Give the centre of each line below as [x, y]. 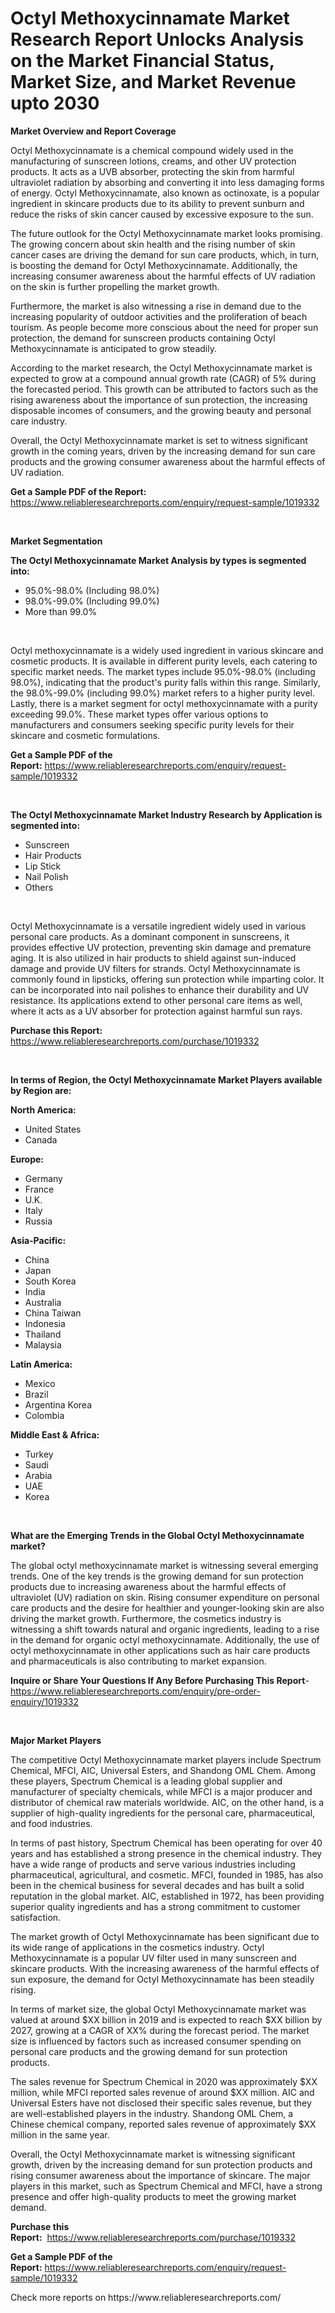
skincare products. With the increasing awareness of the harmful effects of [165, 1968]
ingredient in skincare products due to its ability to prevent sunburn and [157, 203]
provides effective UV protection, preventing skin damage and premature [161, 947]
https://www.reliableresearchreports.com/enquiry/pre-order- [135, 1691]
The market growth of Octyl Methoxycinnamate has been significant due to [165, 1936]
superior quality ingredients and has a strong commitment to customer [155, 1906]
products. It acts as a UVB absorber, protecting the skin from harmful [152, 171]
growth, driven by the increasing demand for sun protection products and [161, 2164]
